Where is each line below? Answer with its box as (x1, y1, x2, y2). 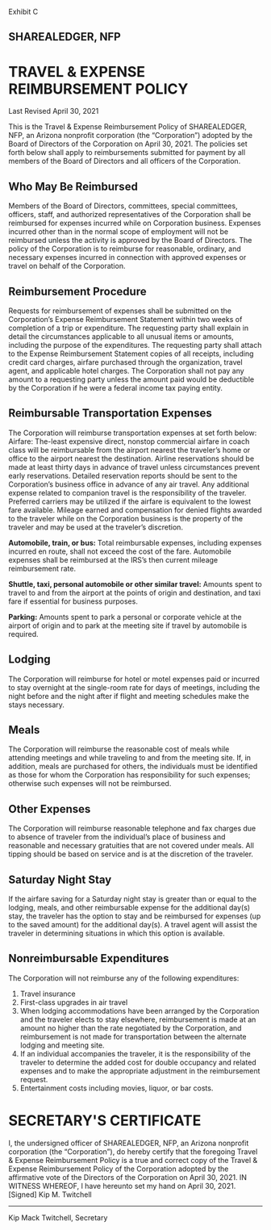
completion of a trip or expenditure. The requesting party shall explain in (8, 323, 248, 333)
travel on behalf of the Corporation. (8, 261, 126, 271)
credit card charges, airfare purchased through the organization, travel (8, 357, 244, 366)
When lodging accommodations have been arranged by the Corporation (19, 1006, 260, 1015)
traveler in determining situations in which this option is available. (8, 928, 225, 939)
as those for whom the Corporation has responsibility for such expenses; (8, 770, 251, 780)
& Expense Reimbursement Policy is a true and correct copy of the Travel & (8, 1155, 258, 1165)
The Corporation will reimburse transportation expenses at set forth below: (8, 428, 257, 437)
